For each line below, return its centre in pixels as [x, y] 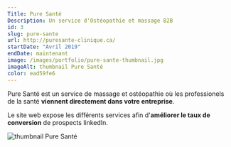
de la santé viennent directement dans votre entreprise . [91, 101]
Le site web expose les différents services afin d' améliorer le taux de [109, 115]
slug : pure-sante [33, 34]
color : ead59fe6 [31, 73]
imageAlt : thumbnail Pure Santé [55, 67]
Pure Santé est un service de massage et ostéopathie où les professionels [116, 94]
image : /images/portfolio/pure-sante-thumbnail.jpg [85, 60]
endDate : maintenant [38, 54]
